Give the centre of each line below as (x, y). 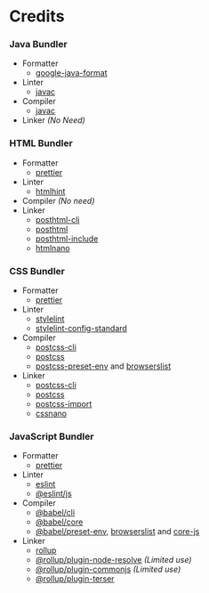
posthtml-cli (57, 219)
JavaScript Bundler (52, 436)
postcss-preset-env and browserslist (103, 366)
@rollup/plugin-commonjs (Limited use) (108, 569)
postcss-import (64, 404)
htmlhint (50, 191)
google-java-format (72, 73)
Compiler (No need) (58, 200)
